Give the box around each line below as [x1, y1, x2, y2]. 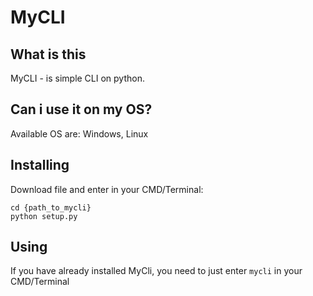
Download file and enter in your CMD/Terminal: [10, 183, 204, 195]
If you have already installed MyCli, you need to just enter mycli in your [10, 265, 303, 277]
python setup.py [10, 211, 78, 221]
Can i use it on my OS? [10, 101, 153, 118]
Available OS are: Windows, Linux [10, 127, 149, 140]
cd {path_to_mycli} [10, 202, 92, 213]
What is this [10, 46, 87, 63]
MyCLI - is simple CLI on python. [10, 72, 145, 84]
